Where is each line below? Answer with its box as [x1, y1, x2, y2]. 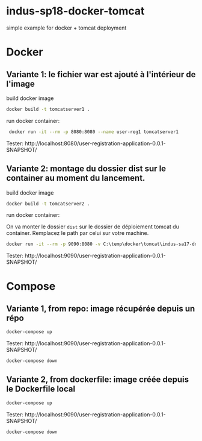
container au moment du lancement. [6, 173, 145, 183]
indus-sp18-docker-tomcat [6, 4, 145, 18]
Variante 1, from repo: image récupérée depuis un [6, 303, 195, 314]
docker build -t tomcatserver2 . [6, 201, 90, 207]
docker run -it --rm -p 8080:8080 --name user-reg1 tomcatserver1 [8, 128, 179, 135]
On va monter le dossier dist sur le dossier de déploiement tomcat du [6, 223, 179, 230]
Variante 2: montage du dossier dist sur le [6, 164, 167, 174]
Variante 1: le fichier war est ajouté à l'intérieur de [6, 69, 196, 80]
